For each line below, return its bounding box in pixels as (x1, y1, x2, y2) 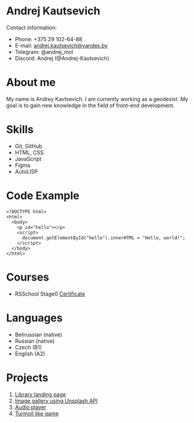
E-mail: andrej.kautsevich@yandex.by (14, 42, 108, 49)
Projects (6, 371, 49, 384)
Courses (6, 270, 50, 284)
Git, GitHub (14, 142, 42, 150)
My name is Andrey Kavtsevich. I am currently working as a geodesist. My (6, 95, 189, 102)
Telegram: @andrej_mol (14, 48, 73, 55)
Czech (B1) (14, 343, 42, 351)
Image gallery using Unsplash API (14, 397, 98, 404)
